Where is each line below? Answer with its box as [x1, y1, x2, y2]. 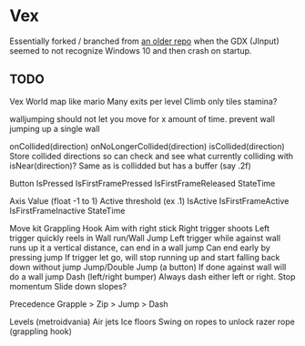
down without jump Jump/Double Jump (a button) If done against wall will [9, 261, 287, 272]
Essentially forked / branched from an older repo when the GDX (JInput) [9, 36, 280, 46]
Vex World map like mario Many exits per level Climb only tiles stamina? [9, 96, 278, 107]
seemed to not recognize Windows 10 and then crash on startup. [9, 45, 252, 56]
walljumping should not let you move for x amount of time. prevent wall [9, 113, 276, 124]
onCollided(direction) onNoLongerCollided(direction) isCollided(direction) [9, 140, 285, 151]
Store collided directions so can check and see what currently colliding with [9, 150, 294, 161]
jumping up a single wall [9, 123, 100, 134]
